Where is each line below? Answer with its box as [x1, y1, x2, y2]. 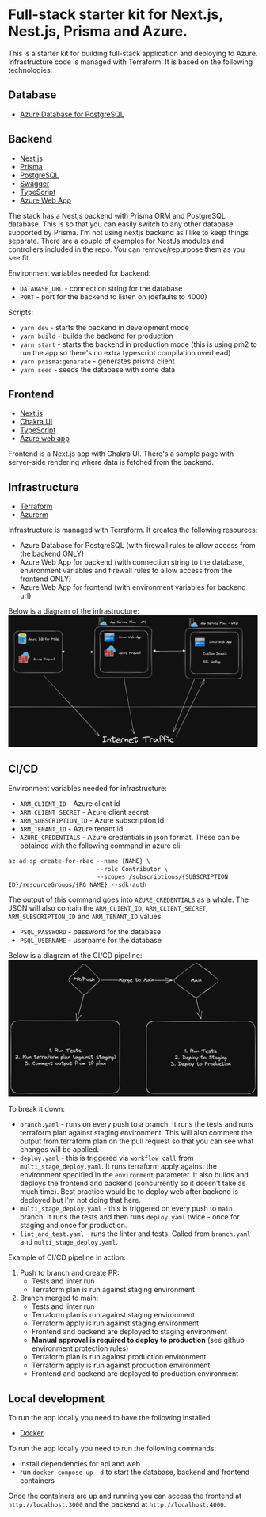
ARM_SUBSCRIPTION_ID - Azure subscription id [19, 816, 165, 825]
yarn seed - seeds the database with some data [19, 364, 176, 374]
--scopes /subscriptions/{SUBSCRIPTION [96, 873, 228, 880]
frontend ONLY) [19, 574, 72, 584]
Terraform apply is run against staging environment [31, 1318, 199, 1328]
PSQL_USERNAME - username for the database [19, 935, 162, 945]
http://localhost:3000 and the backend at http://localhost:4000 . [8, 1500, 226, 1509]
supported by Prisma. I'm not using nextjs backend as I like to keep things [8, 227, 249, 237]
